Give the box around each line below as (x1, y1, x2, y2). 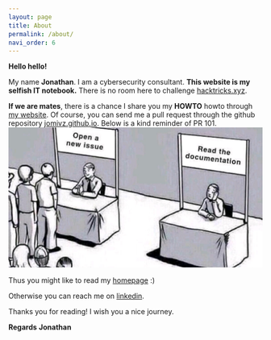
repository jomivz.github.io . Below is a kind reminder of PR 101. (8, 118, 217, 128)
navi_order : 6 (8, 39, 56, 47)
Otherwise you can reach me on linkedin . (8, 291, 145, 301)
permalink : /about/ (8, 30, 74, 38)
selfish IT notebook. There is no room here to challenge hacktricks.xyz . (8, 85, 248, 96)
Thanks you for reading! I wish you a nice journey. (8, 306, 174, 316)
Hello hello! (8, 61, 48, 72)
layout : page (8, 13, 52, 21)
